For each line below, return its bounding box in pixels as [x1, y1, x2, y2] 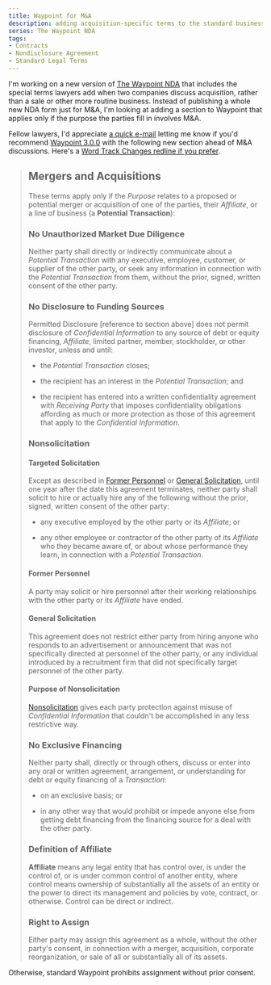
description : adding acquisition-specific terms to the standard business [8, 19, 265, 27]
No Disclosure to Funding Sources [27, 300, 165, 312]
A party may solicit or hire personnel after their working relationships [27, 586, 256, 596]
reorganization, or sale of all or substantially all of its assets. [27, 952, 227, 962]
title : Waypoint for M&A [8, 11, 92, 20]
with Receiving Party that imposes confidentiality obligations [40, 400, 242, 410]
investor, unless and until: [27, 345, 114, 355]
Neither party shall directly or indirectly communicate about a [27, 246, 232, 256]
